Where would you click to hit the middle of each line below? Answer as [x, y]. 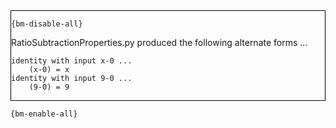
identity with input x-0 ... [72, 61]
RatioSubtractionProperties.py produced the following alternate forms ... [159, 42]
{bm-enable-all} [44, 114]
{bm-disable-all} [47, 24]
